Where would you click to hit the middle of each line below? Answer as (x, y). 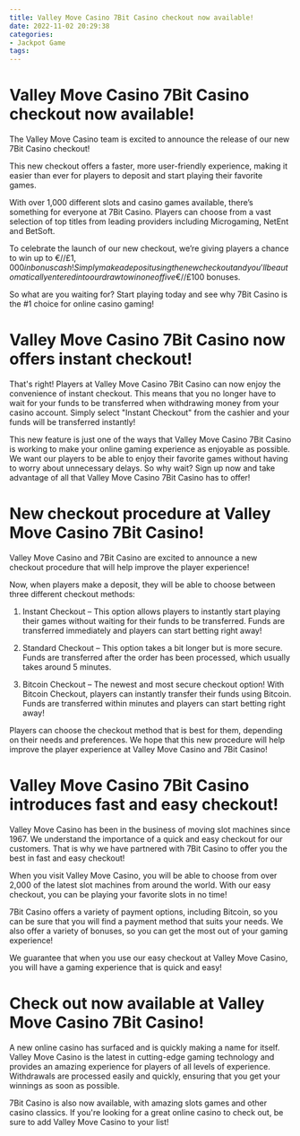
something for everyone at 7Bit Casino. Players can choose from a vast (140, 212)
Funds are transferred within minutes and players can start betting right (154, 703)
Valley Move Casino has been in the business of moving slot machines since (150, 829)
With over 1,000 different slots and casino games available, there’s (131, 203)
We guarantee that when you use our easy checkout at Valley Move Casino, (149, 958)
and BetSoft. (32, 231)
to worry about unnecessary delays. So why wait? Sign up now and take (142, 468)
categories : (31, 34)
